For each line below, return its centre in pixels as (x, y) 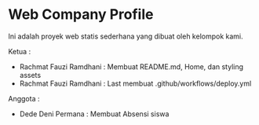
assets (30, 75)
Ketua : (20, 51)
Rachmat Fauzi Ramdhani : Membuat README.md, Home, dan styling (131, 66)
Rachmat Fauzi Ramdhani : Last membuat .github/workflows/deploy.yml (135, 83)
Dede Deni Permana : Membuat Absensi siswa (94, 114)
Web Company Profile (81, 15)
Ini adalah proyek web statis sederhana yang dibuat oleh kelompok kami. (126, 36)
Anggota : (24, 98)
